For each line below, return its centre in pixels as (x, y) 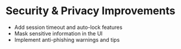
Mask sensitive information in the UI (58, 33)
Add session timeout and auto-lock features (68, 27)
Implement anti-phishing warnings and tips (67, 40)
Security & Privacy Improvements (90, 11)
